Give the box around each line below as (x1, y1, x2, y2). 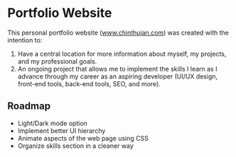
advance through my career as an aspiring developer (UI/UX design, (17, 72, 218, 81)
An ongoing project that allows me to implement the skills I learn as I (17, 64, 218, 73)
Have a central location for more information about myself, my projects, (17, 50, 227, 58)
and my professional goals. (17, 57, 97, 65)
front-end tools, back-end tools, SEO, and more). (17, 79, 161, 88)
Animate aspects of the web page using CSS (17, 134, 149, 142)
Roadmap (7, 100, 51, 112)
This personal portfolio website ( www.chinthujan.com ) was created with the (7, 28, 229, 37)
